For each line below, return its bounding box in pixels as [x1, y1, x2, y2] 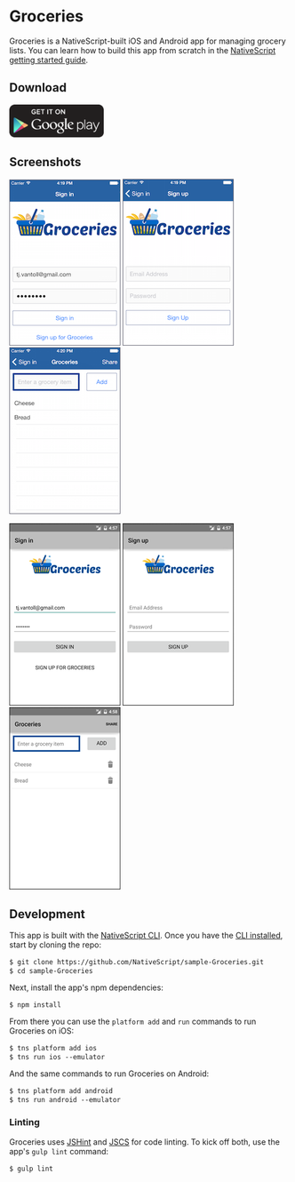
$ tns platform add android [9, 1087, 114, 1096]
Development [9, 906, 86, 922]
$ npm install [9, 1001, 62, 1010]
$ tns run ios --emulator [9, 1053, 105, 1062]
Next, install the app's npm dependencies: [9, 982, 164, 993]
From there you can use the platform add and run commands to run [9, 1016, 257, 1027]
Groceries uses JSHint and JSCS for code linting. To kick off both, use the [9, 1136, 280, 1147]
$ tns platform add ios [9, 1044, 98, 1053]
